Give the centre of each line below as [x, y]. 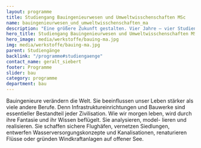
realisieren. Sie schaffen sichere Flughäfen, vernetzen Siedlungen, [88, 126]
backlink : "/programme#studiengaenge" [54, 56]
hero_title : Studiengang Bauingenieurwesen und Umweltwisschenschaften [97, 34]
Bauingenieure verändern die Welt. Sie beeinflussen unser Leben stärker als [100, 101]
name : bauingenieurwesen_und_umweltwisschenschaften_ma [77, 23]
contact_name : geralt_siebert [44, 61]
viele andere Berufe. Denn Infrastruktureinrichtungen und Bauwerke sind [96, 107]
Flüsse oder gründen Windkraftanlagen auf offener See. [75, 139]
